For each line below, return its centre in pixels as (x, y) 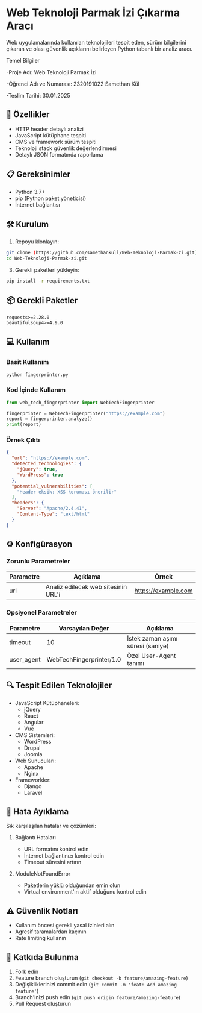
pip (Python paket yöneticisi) (50, 198)
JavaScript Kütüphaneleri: (47, 703)
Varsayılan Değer (84, 628)
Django (33, 786)
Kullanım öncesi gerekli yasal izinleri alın (65, 926)
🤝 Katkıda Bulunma (43, 957)
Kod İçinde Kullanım (36, 390)
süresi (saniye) (148, 646)
